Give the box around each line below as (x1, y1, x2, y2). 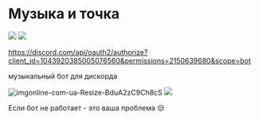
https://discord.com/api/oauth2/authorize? (8, 47, 148, 56)
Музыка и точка (8, 5, 120, 23)
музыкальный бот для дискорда (8, 71, 118, 80)
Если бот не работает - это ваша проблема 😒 (8, 103, 165, 112)
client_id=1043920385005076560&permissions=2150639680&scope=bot (8, 56, 251, 65)
